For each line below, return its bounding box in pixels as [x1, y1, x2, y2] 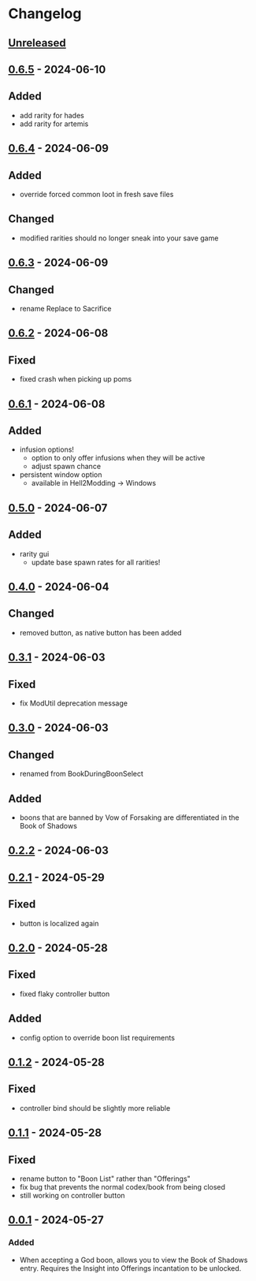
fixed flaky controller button [19, 989, 110, 998]
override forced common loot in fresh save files [19, 189, 174, 199]
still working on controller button [19, 1191, 125, 1201]
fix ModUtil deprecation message [19, 698, 128, 708]
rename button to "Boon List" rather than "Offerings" [19, 1174, 191, 1183]
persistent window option [19, 470, 102, 479]
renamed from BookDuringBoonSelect [19, 769, 144, 779]
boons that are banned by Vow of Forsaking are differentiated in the [19, 813, 239, 822]
